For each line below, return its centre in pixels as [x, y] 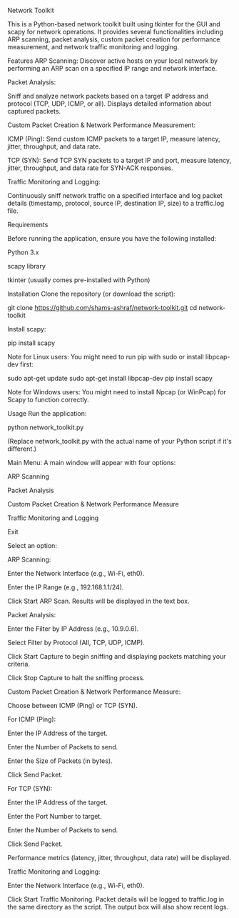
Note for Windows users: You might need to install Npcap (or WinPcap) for [117, 392]
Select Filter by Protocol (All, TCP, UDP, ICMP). [76, 643]
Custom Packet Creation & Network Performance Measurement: [102, 125]
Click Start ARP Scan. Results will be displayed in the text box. [98, 601]
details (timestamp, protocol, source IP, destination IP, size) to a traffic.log [116, 203]
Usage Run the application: [47, 413]
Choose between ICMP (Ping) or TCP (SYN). [72, 705]
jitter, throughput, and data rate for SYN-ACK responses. [90, 168]
